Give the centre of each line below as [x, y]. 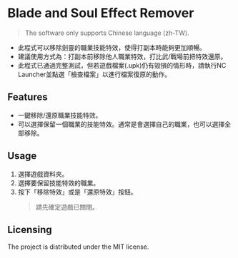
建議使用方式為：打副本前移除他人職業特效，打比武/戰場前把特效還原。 [122, 56]
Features [28, 97]
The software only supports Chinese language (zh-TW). [107, 33]
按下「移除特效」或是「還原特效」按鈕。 [77, 192]
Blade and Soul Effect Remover [101, 13]
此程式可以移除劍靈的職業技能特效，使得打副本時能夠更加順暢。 [111, 47]
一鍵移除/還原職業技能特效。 [60, 115]
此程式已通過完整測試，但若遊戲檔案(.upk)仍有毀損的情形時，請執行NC [122, 65]
